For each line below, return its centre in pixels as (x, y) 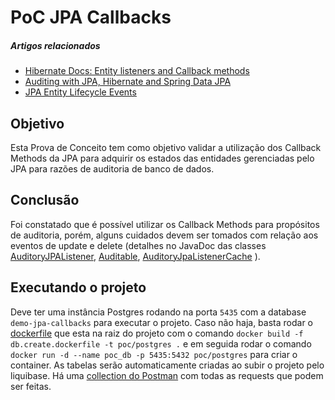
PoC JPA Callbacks (91, 17)
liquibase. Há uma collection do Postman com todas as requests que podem (167, 375)
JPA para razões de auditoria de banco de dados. (112, 168)
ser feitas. (31, 386)
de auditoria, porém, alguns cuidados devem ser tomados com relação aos (164, 235)
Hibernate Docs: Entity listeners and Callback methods (137, 71)
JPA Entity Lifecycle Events (80, 92)
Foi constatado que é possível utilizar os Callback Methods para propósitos (165, 224)
